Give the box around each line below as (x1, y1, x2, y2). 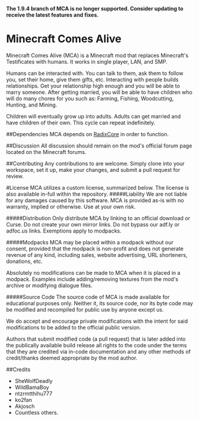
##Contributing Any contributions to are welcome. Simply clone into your (6, 160, 185, 167)
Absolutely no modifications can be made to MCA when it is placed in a (6, 269, 181, 276)
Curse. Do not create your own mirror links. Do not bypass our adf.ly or (6, 221, 180, 228)
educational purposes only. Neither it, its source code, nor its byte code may (6, 300, 193, 307)
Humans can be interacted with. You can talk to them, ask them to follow (6, 70, 184, 77)
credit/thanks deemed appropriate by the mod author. (6, 354, 138, 362)
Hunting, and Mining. (6, 101, 58, 108)
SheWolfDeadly (14, 377, 53, 384)
